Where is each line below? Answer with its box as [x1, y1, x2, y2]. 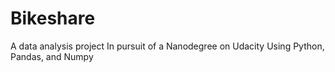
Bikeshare [10, 7, 96, 30]
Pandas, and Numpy [10, 50, 94, 62]
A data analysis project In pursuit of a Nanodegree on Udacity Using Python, [10, 40, 325, 52]
